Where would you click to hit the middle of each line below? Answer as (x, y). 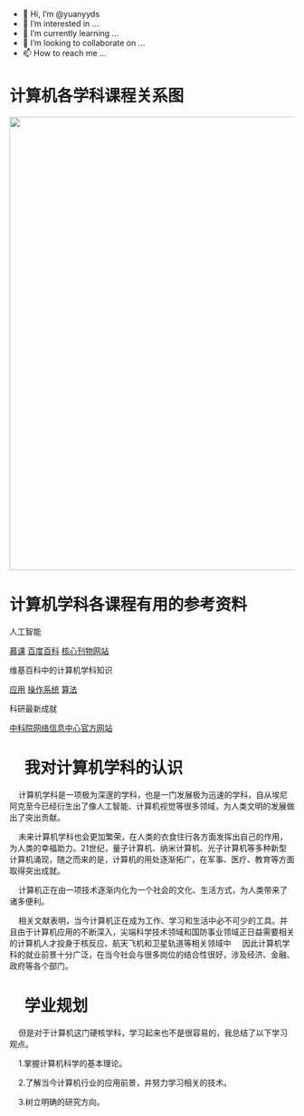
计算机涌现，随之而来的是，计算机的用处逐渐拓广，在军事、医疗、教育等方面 (152, 859)
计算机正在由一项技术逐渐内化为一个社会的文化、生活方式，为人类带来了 (152, 889)
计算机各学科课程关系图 (97, 96)
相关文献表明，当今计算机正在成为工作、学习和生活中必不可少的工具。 (149, 920)
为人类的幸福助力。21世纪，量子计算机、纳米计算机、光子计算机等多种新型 (148, 848)
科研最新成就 (33, 708)
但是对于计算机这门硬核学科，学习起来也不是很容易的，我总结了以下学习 (152, 1033)
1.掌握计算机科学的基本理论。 (72, 1063)
